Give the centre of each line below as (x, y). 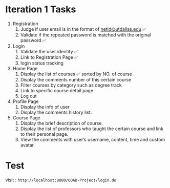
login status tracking (42, 63)
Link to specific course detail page (57, 90)
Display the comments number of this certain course (76, 79)
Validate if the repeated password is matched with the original (86, 35)
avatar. (27, 145)
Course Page (27, 118)
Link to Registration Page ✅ (49, 57)
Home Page (25, 68)
